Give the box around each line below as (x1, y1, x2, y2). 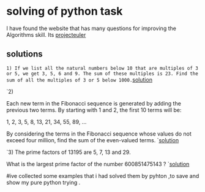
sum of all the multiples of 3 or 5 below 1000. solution (6, 75, 153, 83)
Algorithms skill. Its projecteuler (6, 31, 86, 38)
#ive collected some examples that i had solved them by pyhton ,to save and (6, 172, 199, 179)
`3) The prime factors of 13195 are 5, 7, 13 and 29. (6, 148, 131, 156)
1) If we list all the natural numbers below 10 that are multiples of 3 (6, 65, 199, 71)
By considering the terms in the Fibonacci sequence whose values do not (6, 130, 192, 137)
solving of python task (6, 4, 123, 18)
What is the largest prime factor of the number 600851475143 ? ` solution (6, 160, 190, 167)
